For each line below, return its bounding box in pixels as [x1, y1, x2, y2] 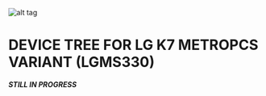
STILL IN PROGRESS [8, 79, 77, 89]
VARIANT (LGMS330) [8, 53, 156, 72]
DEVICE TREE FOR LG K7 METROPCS [8, 36, 259, 54]
